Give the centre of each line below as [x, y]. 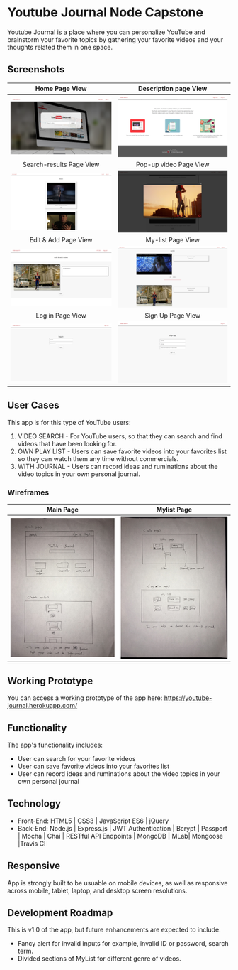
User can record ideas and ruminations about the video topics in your [119, 774]
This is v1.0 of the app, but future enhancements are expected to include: [114, 930]
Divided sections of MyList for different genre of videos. [100, 959]
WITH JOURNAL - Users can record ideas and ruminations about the [118, 466]
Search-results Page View [61, 165]
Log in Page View [61, 315]
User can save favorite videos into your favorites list [93, 766]
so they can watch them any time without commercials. [98, 458]
